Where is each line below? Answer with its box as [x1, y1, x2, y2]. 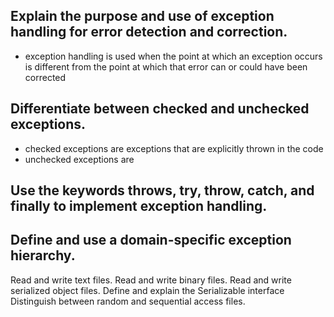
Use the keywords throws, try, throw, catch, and [10, 182, 315, 199]
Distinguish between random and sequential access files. [10, 295, 246, 307]
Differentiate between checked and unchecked [10, 100, 310, 118]
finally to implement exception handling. [10, 198, 268, 215]
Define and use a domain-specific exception [10, 232, 292, 249]
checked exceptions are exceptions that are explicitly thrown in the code [24, 142, 324, 154]
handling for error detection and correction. [10, 24, 288, 41]
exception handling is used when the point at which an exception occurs [24, 50, 323, 62]
